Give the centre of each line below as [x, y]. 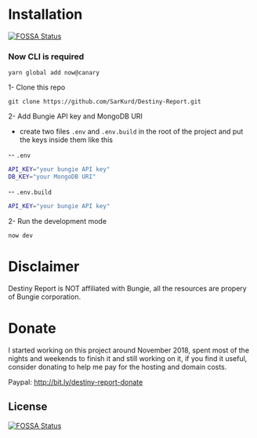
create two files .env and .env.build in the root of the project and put [131, 132]
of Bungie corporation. [44, 297]
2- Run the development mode [58, 221]
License [28, 407]
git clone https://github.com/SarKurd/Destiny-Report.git [105, 102]
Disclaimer [44, 266]
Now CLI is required [46, 57]
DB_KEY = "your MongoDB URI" [52, 177]
